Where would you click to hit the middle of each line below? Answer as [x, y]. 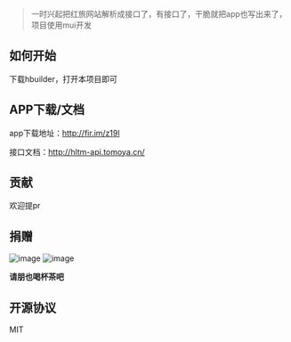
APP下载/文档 [47, 110]
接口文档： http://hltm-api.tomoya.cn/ [77, 151]
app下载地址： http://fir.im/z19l [65, 133]
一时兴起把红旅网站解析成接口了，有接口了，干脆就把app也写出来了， [159, 14]
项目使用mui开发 [61, 25]
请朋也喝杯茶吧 [36, 277]
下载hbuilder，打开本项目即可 [63, 78]
